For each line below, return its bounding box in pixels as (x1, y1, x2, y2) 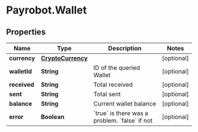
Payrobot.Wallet (6, 4, 87, 17)
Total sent (93, 90, 121, 98)
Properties (6, 27, 46, 37)
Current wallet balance (93, 100, 156, 107)
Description (108, 45, 142, 52)
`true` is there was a (93, 109, 148, 117)
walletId (9, 67, 32, 75)
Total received (93, 80, 133, 89)
